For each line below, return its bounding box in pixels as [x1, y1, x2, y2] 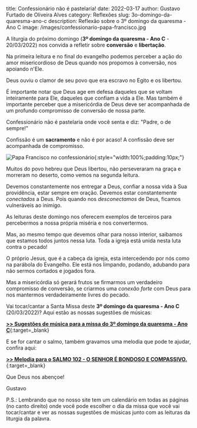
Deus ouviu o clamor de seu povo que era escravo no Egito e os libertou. [6, 77, 182, 84]
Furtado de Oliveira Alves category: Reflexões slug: [6, 11, 131, 18]
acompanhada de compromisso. [6, 143, 85, 149]
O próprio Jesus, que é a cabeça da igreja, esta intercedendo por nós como [6, 255, 190, 262]
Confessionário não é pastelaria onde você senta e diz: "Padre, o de [6, 118, 172, 126]
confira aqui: [6, 344, 37, 351]
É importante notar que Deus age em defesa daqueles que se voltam [6, 88, 172, 95]
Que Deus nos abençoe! [6, 374, 65, 380]
